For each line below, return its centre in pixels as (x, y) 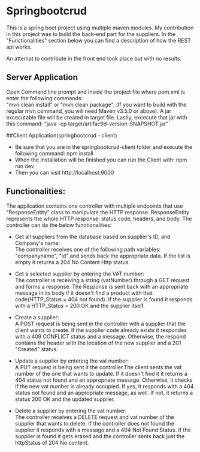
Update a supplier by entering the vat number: (72, 361)
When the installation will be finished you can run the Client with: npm (101, 160)
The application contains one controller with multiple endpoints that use (95, 206)
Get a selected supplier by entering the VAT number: (80, 274)
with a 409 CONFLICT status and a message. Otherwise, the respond (100, 336)
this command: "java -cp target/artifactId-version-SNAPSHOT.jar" (87, 124)
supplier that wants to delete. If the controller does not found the (95, 423)
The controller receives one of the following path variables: (88, 249)
